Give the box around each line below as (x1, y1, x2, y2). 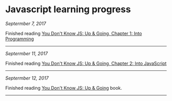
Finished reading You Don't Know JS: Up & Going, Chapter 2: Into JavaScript (5, 60, 167, 66)
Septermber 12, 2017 (5, 75, 49, 81)
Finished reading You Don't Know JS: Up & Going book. (5, 85, 122, 91)
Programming (5, 36, 34, 42)
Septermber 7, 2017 (5, 20, 46, 27)
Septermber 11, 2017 (5, 50, 48, 57)
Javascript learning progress (5, 4, 131, 15)
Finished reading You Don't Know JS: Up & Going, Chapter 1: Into (5, 30, 142, 36)
